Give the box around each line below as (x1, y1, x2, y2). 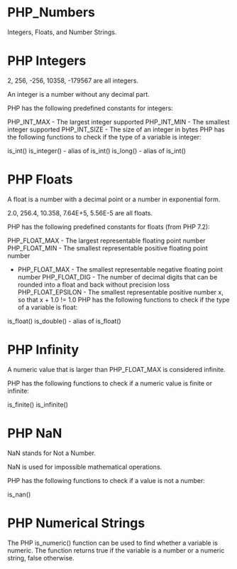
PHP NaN (7, 425, 62, 441)
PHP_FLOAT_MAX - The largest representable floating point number (7, 236, 206, 245)
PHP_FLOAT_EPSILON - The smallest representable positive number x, (17, 287, 224, 296)
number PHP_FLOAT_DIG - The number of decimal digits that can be (17, 272, 218, 281)
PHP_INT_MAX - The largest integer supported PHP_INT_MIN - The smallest (7, 117, 230, 126)
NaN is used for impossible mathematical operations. (7, 462, 162, 471)
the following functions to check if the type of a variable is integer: (7, 132, 202, 141)
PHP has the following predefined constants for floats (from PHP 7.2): (7, 222, 211, 231)
